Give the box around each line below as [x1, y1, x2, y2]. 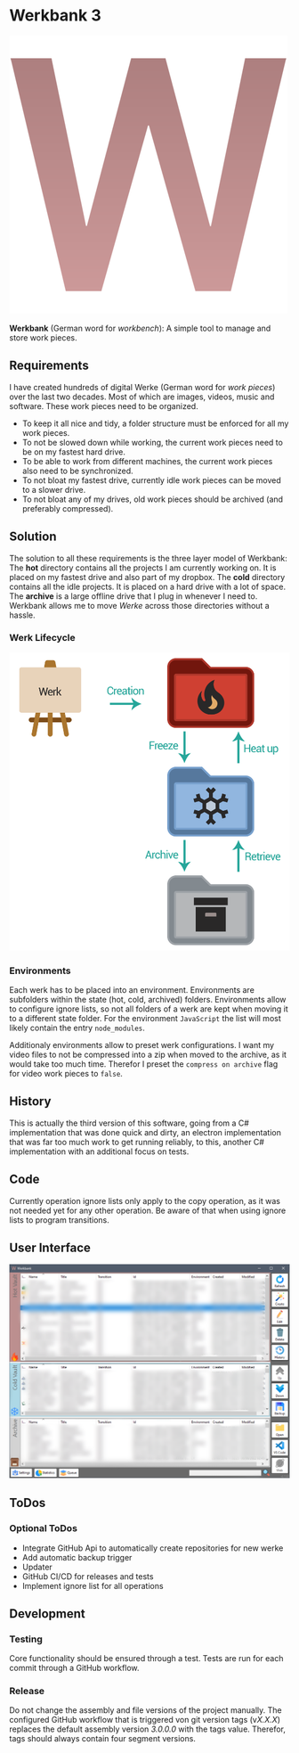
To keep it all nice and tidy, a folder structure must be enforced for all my [21, 418, 289, 429]
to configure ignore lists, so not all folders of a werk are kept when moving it [9, 1003, 289, 1014]
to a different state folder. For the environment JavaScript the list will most [9, 1012, 282, 1023]
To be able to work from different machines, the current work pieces [21, 455, 273, 466]
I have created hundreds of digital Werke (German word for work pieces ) [9, 381, 276, 392]
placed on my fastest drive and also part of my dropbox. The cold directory [9, 571, 286, 582]
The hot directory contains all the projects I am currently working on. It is [9, 562, 277, 573]
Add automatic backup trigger [21, 1552, 133, 1562]
